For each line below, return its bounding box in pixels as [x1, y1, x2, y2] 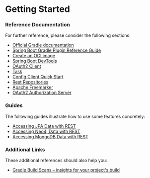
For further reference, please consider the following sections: [5, 32, 131, 38]
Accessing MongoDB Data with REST [12, 133, 88, 140]
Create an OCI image [12, 53, 56, 59]
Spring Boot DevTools [12, 58, 57, 64]
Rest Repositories [12, 79, 49, 85]
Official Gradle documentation [12, 42, 75, 48]
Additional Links [5, 146, 45, 153]
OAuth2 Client [12, 63, 41, 69]
